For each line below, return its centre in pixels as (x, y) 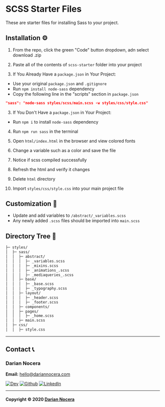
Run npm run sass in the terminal (45, 131)
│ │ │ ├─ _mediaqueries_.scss (40, 275)
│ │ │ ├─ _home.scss (30, 316)
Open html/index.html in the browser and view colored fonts (74, 141)
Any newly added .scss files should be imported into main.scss (76, 221)
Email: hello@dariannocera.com (38, 374)
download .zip (27, 55)
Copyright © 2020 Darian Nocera (40, 399)
